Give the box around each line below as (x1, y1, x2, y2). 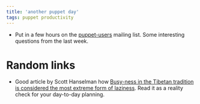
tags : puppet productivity (6, 14, 74, 20)
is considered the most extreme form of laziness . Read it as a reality (14, 85, 183, 92)
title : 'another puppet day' (6, 8, 79, 15)
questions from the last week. (14, 37, 89, 44)
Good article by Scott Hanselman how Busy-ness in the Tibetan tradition (14, 78, 194, 85)
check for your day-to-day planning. (14, 91, 105, 98)
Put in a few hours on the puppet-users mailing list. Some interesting (14, 31, 185, 38)
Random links (6, 58, 76, 72)
